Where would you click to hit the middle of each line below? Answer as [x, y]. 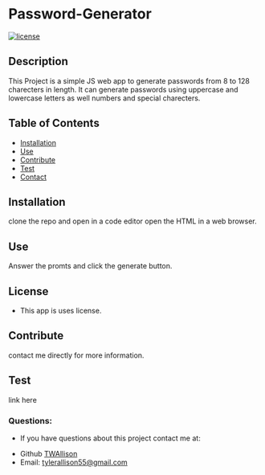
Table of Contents [54, 123]
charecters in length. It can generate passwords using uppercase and [123, 89]
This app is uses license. [61, 311]
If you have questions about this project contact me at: [110, 438]
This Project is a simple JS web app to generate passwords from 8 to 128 [129, 80]
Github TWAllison [49, 453]
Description [38, 61]
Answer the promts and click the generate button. [90, 266]
